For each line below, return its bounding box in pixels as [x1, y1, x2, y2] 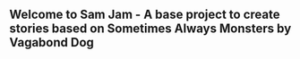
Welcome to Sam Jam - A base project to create [9, 7, 280, 22]
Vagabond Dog [9, 35, 94, 50]
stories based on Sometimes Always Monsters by [9, 21, 292, 37]
